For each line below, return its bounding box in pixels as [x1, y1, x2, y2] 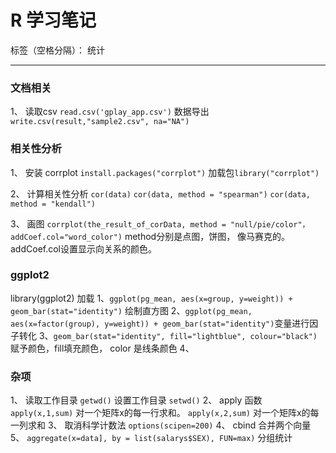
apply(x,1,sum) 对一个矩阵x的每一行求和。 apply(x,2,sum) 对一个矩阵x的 [10, 407, 311, 419]
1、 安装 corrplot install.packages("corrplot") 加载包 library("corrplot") [10, 166, 320, 178]
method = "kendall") [10, 199, 97, 209]
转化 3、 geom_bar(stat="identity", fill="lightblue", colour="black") [18, 329, 318, 341]
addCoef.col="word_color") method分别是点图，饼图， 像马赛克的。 [10, 230, 291, 242]
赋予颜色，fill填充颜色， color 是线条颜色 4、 [10, 342, 195, 354]
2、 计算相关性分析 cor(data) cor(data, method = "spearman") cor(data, [10, 187, 311, 200]
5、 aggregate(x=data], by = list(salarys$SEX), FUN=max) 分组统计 [10, 432, 293, 444]
